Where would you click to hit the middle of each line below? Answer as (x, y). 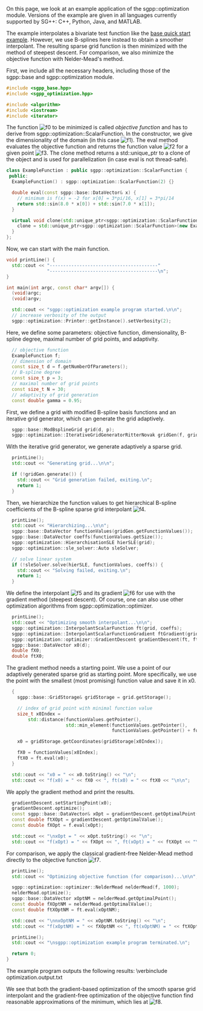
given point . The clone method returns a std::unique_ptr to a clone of (98, 153)
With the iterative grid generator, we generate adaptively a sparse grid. (94, 447)
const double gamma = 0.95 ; (47, 400)
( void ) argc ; (27, 293)
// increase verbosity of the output (59, 315)
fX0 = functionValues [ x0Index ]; (58, 753)
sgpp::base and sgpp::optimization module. (60, 77)
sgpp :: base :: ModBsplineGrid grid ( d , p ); (63, 429)
